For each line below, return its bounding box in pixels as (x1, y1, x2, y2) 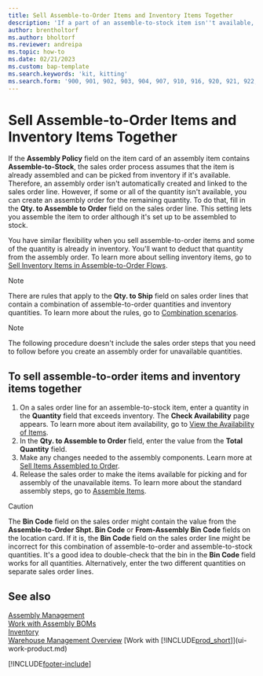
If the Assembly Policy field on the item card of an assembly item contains (8, 154, 250, 163)
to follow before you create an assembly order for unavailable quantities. (8, 347, 243, 356)
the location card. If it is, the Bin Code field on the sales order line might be (8, 534, 251, 543)
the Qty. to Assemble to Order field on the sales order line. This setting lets (8, 204, 253, 213)
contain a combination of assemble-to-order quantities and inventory (8, 299, 232, 309)
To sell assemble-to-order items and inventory (8, 369, 241, 383)
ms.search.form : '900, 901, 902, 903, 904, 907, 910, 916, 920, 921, (8, 77, 241, 85)
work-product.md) (8, 644, 68, 653)
